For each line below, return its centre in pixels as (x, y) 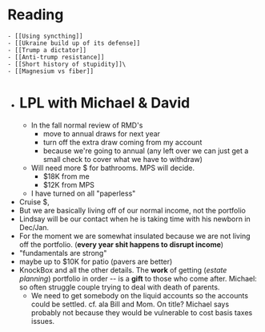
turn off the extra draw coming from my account (122, 142)
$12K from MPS (69, 184)
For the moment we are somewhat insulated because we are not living (135, 236)
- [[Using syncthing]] (45, 36)
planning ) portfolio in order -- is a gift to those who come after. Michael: (138, 278)
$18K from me (66, 176)
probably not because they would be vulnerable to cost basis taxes (142, 312)
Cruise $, (34, 201)
